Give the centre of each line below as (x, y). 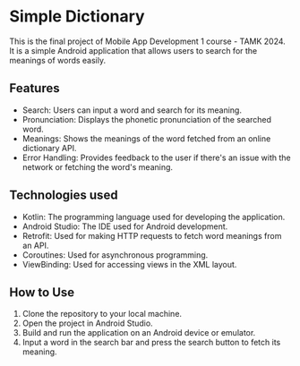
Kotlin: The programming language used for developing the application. (154, 217)
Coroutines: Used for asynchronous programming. (115, 255)
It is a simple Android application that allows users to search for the (133, 50)
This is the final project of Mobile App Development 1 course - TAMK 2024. (148, 41)
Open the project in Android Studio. (88, 323)
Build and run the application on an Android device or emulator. (139, 333)
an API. (35, 245)
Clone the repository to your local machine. (102, 314)
